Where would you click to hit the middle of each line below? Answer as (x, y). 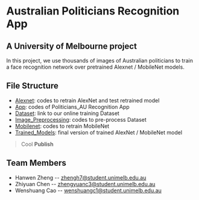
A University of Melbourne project (72, 46)
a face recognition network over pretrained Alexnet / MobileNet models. (96, 67)
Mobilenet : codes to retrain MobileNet (62, 126)
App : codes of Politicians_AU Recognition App (72, 107)
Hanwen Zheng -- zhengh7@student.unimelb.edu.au (81, 177)
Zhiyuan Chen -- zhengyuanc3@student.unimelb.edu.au (85, 184)
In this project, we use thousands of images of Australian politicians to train (99, 61)
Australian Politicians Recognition (93, 11)
